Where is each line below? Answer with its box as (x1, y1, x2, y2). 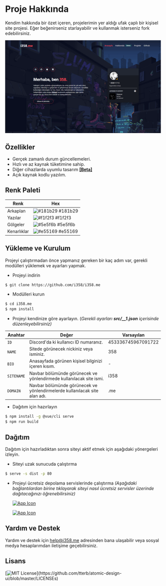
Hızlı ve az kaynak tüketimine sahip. (12, 161, 85, 167)
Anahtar (7, 332, 25, 338)
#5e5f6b (57, 222, 76, 228)
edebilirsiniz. (5, 30, 31, 36)
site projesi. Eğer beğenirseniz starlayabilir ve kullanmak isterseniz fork (5, 25, 150, 31)
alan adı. (29, 392, 47, 399)
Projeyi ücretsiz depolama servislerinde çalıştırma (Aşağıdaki (12, 480, 137, 486)
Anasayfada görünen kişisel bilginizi (29, 358, 102, 364)
